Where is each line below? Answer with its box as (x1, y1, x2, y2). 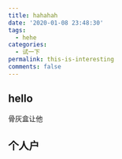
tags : (8, 26, 26, 34)
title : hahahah (8, 11, 58, 20)
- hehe (15, 33, 37, 42)
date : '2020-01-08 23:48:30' (8, 19, 104, 27)
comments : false (8, 63, 61, 71)
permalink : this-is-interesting (8, 56, 114, 64)
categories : (8, 41, 47, 49)
